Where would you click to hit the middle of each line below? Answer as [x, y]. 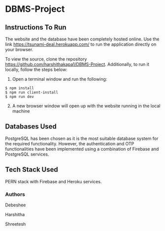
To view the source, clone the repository [46, 59]
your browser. [19, 49]
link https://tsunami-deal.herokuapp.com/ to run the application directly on [81, 44]
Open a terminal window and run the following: [60, 79]
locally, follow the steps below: [36, 69]
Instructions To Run [36, 27]
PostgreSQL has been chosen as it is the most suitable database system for [82, 138]
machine [21, 111]
